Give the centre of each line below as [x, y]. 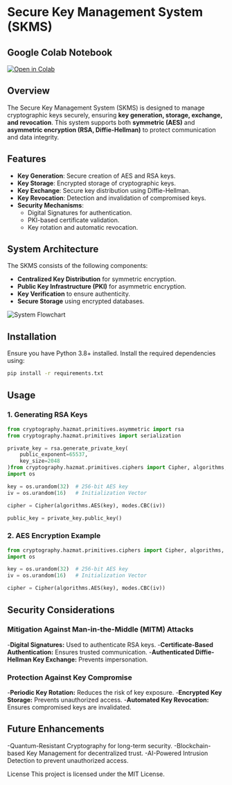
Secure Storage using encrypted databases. [81, 301]
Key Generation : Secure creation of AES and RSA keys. [96, 176]
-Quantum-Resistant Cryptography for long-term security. [90, 745]
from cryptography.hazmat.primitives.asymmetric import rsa [96, 429]
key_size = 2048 [40, 461]
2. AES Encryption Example [54, 536]
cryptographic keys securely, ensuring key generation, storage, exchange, [115, 115]
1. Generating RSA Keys [47, 415]
